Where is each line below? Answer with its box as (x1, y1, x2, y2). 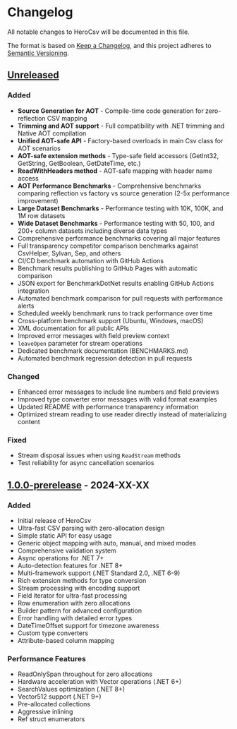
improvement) (17, 196, 59, 205)
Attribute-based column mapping (17, 636, 114, 644)
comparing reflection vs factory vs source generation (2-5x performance (17, 188, 230, 198)
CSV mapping (47, 114, 87, 122)
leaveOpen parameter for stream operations (17, 339, 143, 347)
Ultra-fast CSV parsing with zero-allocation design (17, 524, 165, 532)
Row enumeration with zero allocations (17, 598, 130, 607)
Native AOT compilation (17, 128, 87, 138)
